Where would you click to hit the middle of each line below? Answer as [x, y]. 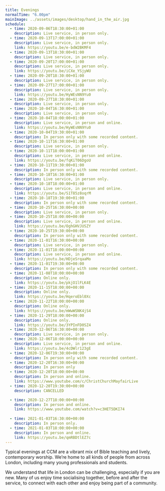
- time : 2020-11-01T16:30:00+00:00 [47, 240]
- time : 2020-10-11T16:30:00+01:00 [47, 142]
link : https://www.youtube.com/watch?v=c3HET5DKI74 [69, 409]
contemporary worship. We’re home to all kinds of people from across [78, 457]
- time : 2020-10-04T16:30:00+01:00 [47, 109]
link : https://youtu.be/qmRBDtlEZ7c [53, 437]
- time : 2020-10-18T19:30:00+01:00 [47, 198]
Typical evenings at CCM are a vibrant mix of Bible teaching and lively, [78, 452]
